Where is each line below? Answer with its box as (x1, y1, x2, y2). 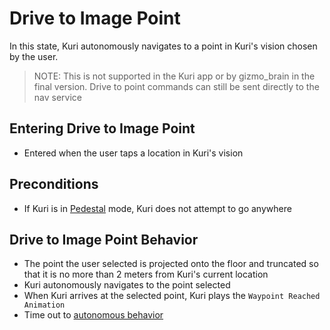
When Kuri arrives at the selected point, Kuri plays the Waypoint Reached (23, 290, 321, 302)
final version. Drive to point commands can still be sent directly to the (33, 80, 320, 92)
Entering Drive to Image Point (9, 120, 196, 137)
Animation (23, 300, 66, 311)
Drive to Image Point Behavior (9, 231, 199, 248)
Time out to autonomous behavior (23, 309, 164, 321)
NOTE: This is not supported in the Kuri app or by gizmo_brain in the (33, 70, 316, 82)
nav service (33, 91, 82, 103)
